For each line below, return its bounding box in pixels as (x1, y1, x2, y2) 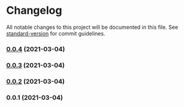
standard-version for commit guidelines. (6, 29, 105, 37)
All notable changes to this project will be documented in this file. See (6, 23, 179, 31)
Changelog (6, 4, 62, 17)
